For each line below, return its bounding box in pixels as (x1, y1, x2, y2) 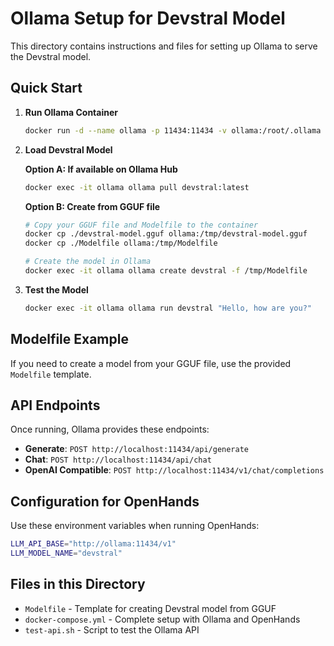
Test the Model (24, 283, 89, 296)
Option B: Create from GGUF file (24, 200, 161, 212)
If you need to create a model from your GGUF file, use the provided (10, 357, 292, 369)
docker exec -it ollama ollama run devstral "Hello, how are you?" (24, 303, 312, 313)
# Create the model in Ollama (24, 257, 152, 267)
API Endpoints (10, 397, 101, 414)
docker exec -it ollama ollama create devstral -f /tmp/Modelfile (24, 266, 308, 276)
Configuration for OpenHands (10, 493, 200, 510)
